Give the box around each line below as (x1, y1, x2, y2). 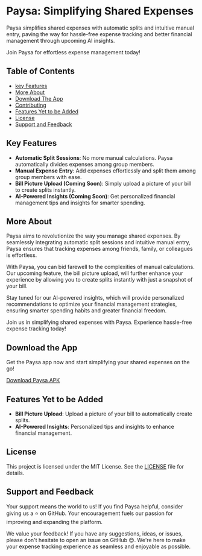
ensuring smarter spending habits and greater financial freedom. (6, 307, 167, 314)
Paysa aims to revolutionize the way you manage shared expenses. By (6, 232, 181, 239)
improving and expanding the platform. (6, 518, 103, 525)
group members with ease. (14, 173, 83, 180)
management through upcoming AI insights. (6, 37, 115, 44)
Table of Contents (6, 66, 75, 77)
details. (6, 469, 25, 476)
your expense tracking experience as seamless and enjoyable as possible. (6, 543, 191, 550)
